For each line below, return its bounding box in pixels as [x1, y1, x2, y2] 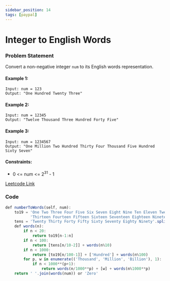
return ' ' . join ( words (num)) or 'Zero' [14, 271, 99, 276]
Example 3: [5, 128, 29, 134]
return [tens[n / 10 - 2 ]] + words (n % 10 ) [32, 242, 112, 248]
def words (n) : [14, 224, 44, 229]
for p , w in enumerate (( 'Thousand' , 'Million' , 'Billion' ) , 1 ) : [23, 257, 162, 262]
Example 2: [5, 101, 29, 108]
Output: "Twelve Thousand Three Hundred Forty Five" [5, 117, 119, 122]
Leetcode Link [5, 181, 35, 187]
